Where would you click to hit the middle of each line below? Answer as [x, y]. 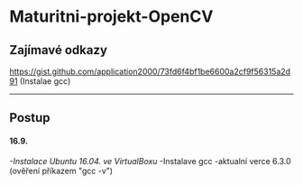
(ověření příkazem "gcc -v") [61, 171]
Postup [30, 118]
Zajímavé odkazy [59, 50]
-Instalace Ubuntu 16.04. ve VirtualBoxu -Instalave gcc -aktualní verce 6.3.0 [150, 161]
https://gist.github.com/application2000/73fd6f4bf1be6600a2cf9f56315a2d [150, 71]
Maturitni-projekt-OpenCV [111, 17]
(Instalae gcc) [45, 81]
